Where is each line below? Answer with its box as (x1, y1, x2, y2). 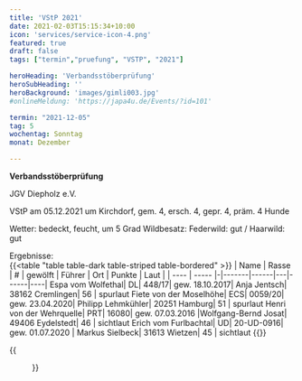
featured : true (9, 38, 67, 48)
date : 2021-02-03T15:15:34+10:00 (9, 22, 136, 31)
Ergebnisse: (9, 250, 54, 261)
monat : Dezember (9, 138, 71, 147)
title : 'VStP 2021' (9, 13, 83, 23)
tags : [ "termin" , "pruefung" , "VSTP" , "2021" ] (9, 55, 184, 64)
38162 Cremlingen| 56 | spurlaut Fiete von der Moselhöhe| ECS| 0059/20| (9, 289, 285, 299)
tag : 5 (9, 121, 34, 131)
